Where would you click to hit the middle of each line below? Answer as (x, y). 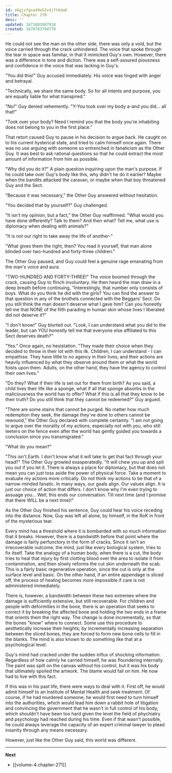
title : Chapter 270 (26, 15)
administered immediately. (33, 586)
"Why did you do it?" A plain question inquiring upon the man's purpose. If (84, 169)
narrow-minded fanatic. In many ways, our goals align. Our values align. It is (85, 484)
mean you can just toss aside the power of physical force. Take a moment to (86, 473)
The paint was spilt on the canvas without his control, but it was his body (82, 666)
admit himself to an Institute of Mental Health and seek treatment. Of (78, 692)
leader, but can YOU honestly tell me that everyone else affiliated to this (81, 331)
